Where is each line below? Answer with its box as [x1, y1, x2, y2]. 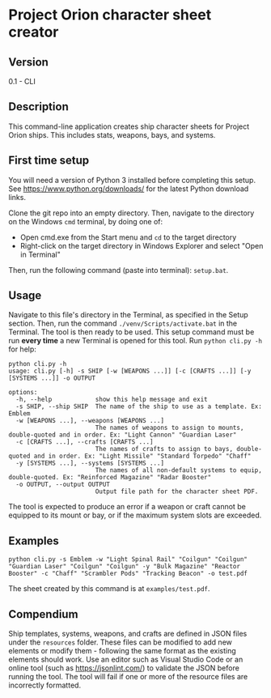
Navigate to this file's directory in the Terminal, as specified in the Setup [8, 310, 248, 320]
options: [8, 389, 38, 397]
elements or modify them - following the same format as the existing [8, 646, 236, 656]
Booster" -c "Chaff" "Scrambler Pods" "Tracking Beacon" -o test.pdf [8, 569, 248, 578]
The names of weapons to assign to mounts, [95, 423, 244, 432]
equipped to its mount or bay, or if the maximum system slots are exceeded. [8, 510, 262, 520]
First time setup [8, 154, 90, 168]
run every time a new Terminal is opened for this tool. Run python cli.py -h [8, 336, 263, 346]
